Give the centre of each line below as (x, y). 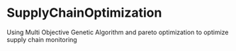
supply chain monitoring (42, 39)
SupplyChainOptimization (84, 13)
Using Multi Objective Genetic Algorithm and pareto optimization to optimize (118, 32)
